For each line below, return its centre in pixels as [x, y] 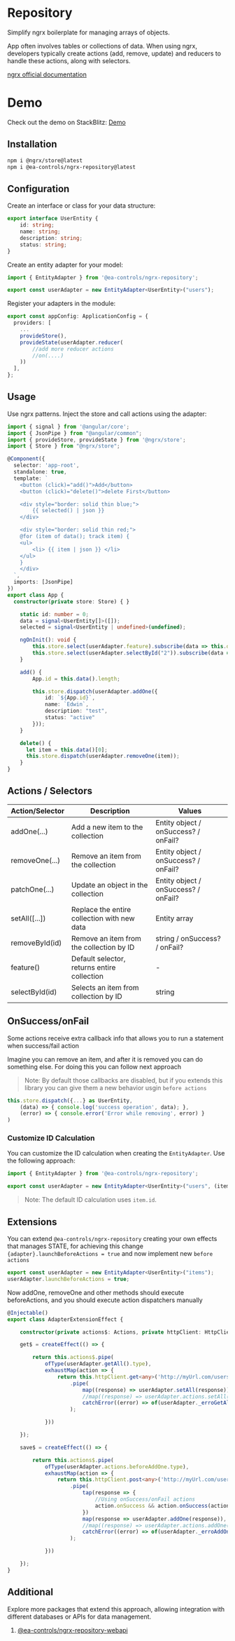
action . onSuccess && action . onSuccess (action [162, 1506]
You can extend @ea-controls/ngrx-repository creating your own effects [112, 1239]
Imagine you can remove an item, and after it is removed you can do [105, 1059]
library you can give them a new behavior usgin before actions [115, 1087]
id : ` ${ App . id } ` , [70, 698]
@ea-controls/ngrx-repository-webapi [72, 1630]
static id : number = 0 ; [55, 614]
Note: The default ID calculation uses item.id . [91, 1200]
